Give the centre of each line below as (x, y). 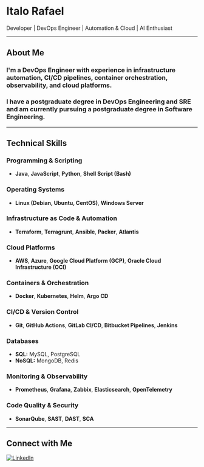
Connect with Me (39, 443)
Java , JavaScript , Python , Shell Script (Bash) (73, 174)
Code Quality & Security (42, 406)
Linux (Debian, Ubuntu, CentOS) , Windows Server (79, 202)
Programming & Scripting (44, 161)
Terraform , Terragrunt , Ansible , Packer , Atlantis (77, 232)
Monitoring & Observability (47, 376)
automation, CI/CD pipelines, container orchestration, (87, 78)
